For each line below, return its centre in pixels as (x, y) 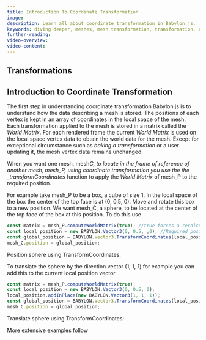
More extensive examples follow (47, 330)
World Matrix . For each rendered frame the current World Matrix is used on (102, 133)
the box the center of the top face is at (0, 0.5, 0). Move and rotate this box (101, 202)
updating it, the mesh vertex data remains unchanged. (75, 152)
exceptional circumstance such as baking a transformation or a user (93, 146)
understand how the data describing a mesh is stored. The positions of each (103, 113)
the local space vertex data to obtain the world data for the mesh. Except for (103, 139)
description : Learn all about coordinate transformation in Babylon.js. (101, 23)
